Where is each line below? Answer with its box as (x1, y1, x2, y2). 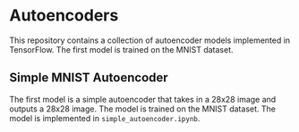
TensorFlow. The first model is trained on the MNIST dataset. (9, 44, 235, 54)
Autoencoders (9, 5, 119, 26)
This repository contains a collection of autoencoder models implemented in (9, 35, 291, 45)
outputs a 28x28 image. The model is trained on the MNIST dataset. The (9, 103, 276, 114)
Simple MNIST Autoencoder (9, 70, 168, 86)
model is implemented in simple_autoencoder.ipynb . (9, 112, 201, 123)
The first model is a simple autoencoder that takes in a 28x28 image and (9, 94, 277, 104)
